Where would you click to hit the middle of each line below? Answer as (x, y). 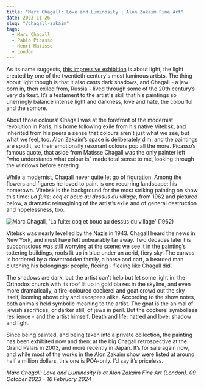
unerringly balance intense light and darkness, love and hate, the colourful (100, 101)
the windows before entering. (43, 165)
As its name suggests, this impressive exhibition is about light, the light (95, 69)
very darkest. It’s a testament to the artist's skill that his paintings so (91, 95)
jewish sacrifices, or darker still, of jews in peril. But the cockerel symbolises (102, 310)
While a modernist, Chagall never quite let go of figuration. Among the (94, 177)
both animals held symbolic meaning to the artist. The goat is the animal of (100, 304)
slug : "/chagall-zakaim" (38, 23)
